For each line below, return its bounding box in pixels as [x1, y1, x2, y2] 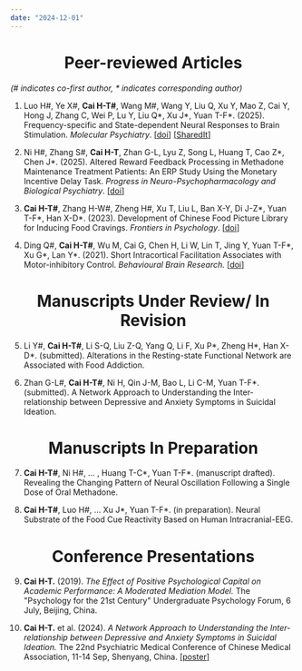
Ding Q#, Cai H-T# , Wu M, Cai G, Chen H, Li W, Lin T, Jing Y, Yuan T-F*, [23, 240, 294, 251]
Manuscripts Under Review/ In [36, 291, 270, 311]
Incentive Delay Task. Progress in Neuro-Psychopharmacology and [23, 175, 276, 186]
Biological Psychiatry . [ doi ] [23, 185, 125, 196]
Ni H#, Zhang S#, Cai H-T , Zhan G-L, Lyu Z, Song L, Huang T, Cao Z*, [23, 146, 285, 157]
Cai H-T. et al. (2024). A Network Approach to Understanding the [23, 623, 268, 634]
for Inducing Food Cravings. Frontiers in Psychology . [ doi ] [23, 222, 239, 232]
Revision [120, 310, 187, 331]
